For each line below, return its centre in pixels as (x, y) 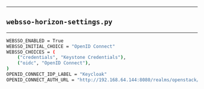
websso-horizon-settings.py (59, 22)
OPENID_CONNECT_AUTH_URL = (40, 80)
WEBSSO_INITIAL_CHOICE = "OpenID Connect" (61, 46)
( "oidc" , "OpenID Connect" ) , (54, 63)
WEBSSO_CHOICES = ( (31, 52)
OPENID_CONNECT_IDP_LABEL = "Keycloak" (57, 75)
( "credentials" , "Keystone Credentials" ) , (72, 58)
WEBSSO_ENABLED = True (35, 41)
